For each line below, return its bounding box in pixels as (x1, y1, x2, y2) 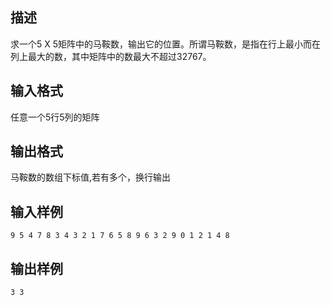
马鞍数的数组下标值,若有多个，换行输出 (10, 171, 172, 183)
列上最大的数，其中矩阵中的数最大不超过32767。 (10, 50, 212, 62)
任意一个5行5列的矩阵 (10, 111, 100, 123)
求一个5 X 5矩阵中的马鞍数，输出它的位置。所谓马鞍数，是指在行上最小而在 (10, 38, 322, 50)
